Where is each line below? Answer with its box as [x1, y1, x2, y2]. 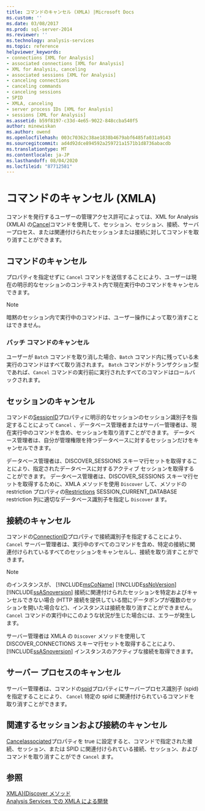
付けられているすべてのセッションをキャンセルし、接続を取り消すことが [11, 548, 194, 555]
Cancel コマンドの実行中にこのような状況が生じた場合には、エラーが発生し [6, 611, 196, 619]
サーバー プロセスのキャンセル [6, 667, 121, 678]
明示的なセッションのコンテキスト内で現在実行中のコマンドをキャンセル [17, 281, 199, 288]
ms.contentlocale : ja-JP [6, 152, 70, 158]
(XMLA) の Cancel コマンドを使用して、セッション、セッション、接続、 [6, 221, 184, 228]
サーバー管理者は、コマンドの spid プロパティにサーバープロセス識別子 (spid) [6, 684, 199, 692]
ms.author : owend [6, 129, 51, 135]
